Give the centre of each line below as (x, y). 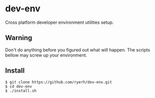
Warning (19, 38)
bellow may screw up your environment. (46, 55)
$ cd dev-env (19, 86)
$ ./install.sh (21, 91)
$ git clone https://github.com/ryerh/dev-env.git (59, 82)
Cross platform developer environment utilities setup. (60, 22)
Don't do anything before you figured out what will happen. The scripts (78, 49)
